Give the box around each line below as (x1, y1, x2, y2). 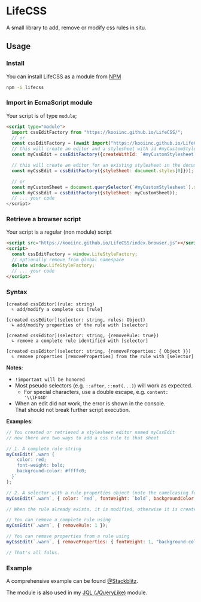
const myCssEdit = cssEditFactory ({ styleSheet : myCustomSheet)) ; (11, 190, 178, 195)
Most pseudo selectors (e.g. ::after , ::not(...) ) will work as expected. (14, 381, 193, 389)
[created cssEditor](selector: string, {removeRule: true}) (6, 332, 160, 338)
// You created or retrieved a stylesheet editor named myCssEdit (6, 429, 175, 435)
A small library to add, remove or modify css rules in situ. (6, 24, 147, 31)
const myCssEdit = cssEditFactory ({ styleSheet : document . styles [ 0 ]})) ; (11, 167, 194, 174)
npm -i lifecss (6, 84, 44, 90)
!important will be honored (14, 377, 85, 383)
